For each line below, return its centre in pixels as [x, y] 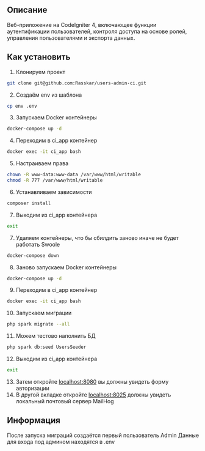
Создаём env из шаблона [49, 95]
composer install [29, 203]
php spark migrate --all [38, 324]
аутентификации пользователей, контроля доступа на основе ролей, [97, 31]
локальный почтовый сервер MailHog [65, 401]
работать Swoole [38, 244]
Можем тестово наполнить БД [56, 336]
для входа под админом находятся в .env [61, 442]
